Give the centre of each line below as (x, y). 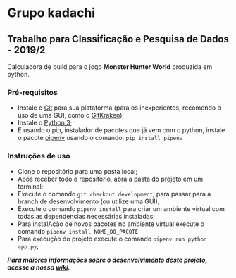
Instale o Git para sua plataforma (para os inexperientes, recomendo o (119, 108)
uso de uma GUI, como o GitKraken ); (71, 115)
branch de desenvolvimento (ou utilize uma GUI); (88, 201)
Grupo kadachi (51, 13)
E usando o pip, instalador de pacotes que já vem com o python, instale (121, 130)
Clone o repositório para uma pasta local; (77, 171)
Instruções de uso (39, 156)
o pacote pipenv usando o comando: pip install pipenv (100, 138)
